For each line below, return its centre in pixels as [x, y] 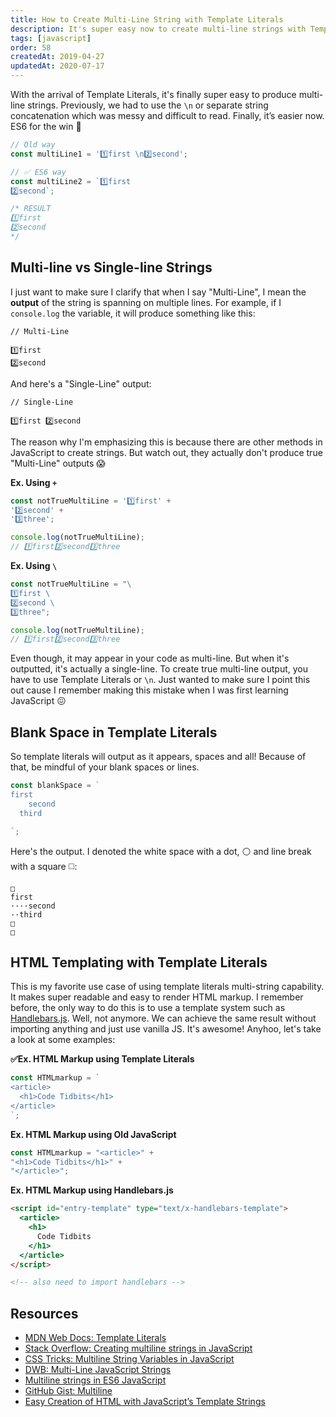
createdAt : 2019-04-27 [57, 57]
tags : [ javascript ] [51, 38]
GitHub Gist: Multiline [68, 1391]
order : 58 [31, 47]
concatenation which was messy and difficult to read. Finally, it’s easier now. [167, 115]
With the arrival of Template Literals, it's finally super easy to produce [153, 94]
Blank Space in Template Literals [114, 732]
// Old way [33, 145]
